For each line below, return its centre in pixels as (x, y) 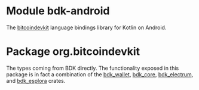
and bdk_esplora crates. (36, 80)
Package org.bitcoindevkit (73, 52)
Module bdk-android (58, 11)
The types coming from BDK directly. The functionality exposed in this (93, 68)
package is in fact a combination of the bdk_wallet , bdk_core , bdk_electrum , (100, 74)
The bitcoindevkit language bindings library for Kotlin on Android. (86, 27)
